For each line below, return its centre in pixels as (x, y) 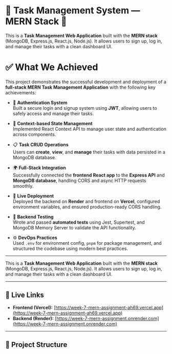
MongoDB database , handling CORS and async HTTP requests (79, 180)
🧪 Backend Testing (33, 217)
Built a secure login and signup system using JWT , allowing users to (85, 108)
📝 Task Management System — (73, 11)
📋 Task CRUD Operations (41, 144)
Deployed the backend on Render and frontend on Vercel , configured (86, 201)
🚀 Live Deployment (33, 196)
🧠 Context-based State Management (53, 123)
